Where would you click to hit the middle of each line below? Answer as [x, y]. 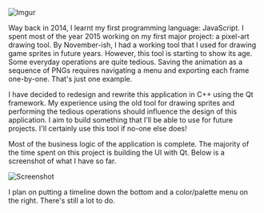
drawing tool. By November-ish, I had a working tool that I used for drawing [132, 45]
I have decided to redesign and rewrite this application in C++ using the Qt [131, 94]
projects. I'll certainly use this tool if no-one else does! [98, 129]
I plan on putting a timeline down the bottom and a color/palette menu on [128, 192]
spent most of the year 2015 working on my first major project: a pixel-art [129, 36]
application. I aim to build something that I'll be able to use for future [121, 120]
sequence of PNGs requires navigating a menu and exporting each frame [129, 70]
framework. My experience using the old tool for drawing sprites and [122, 103]
